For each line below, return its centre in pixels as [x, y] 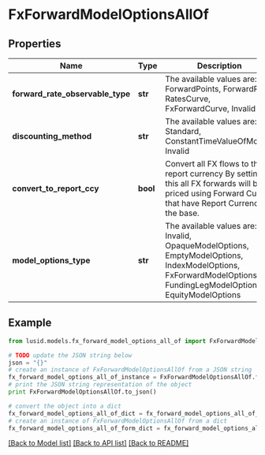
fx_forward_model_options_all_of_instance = [82, 377]
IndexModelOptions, [203, 265]
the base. [182, 213]
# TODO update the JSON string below [70, 355]
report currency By [200, 173]
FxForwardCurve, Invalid [211, 108]
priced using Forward [205, 193]
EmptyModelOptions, [204, 255]
